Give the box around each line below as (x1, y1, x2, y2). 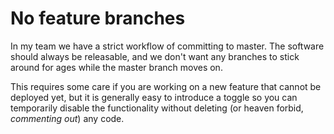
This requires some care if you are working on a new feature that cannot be (10, 80, 322, 92)
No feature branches (10, 7, 186, 30)
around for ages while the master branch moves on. (10, 61, 223, 73)
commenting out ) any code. (10, 112, 125, 124)
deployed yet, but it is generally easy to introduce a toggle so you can (10, 91, 298, 103)
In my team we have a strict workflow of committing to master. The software (10, 40, 325, 52)
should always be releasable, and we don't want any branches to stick (10, 50, 300, 62)
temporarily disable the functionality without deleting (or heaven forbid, (10, 102, 304, 114)
